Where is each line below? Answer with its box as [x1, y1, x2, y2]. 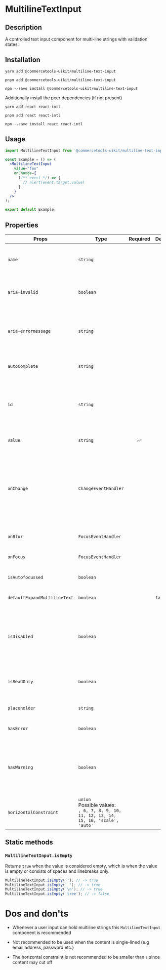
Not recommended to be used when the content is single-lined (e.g [12, 939, 149, 945]
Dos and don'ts [5, 908, 69, 919]
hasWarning [7, 764, 33, 770]
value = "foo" [14, 166, 39, 171]
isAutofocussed [7, 574, 43, 580]
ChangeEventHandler [78, 485, 124, 491]
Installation [5, 56, 41, 64]
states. [5, 41, 19, 47]
